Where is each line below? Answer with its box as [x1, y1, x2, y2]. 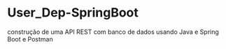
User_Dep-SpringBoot [7, 5, 139, 21]
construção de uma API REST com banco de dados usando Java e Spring [7, 28, 219, 36]
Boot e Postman [7, 35, 54, 43]
